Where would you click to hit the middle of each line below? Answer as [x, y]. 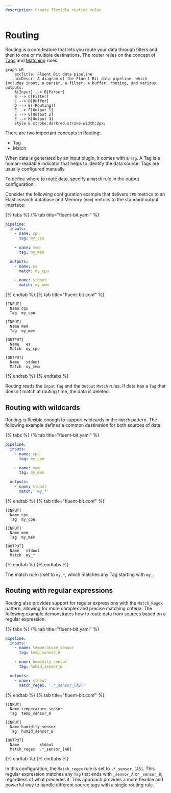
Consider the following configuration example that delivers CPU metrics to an [85, 194]
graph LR [15, 69]
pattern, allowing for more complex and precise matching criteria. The [79, 608]
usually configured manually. [35, 169]
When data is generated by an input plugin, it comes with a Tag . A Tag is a [83, 158]
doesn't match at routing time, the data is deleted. [58, 392]
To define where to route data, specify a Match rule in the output [72, 179]
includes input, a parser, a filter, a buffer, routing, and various [81, 83]
